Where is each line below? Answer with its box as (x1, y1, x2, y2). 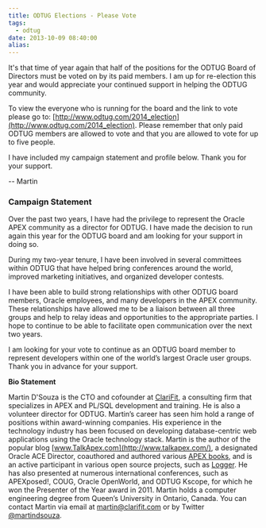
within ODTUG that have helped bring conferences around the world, (8, 264, 233, 273)
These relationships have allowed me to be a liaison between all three (8, 304, 236, 314)
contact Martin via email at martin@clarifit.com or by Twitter (8, 502, 205, 512)
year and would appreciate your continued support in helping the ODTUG (8, 80, 248, 90)
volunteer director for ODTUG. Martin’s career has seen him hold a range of (8, 410, 255, 419)
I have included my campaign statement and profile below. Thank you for (8, 152, 247, 163)
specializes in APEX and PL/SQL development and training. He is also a (8, 401, 241, 410)
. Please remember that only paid (134, 121, 244, 130)
